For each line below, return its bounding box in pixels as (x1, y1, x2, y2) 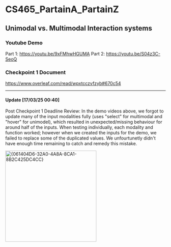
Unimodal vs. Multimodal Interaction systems (5, 24, 153, 33)
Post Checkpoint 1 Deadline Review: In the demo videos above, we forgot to (5, 108, 164, 114)
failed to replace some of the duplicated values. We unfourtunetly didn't (5, 135, 156, 141)
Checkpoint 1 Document (5, 69, 66, 76)
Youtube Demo (5, 39, 43, 46)
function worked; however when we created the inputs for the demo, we (5, 130, 157, 136)
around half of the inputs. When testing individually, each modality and (5, 124, 154, 130)
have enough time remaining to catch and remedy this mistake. (5, 141, 137, 147)
